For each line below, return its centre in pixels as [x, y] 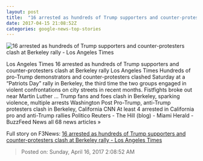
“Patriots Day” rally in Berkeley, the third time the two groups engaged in [96, 84]
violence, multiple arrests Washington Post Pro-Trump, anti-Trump [89, 103]
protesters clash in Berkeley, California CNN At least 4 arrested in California [100, 109]
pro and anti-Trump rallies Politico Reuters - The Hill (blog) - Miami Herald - [100, 116]
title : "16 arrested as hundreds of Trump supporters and [82, 18]
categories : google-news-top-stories [54, 29]
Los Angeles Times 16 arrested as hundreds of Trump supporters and [93, 64]
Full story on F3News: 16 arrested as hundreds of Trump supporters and [96, 134]
